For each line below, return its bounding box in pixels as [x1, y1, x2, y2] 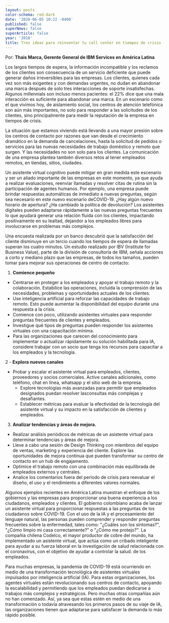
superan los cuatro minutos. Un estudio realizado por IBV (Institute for [5, 244, 151, 250]
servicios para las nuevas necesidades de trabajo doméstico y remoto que [5, 143, 160, 150]
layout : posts [5, 7, 35, 13]
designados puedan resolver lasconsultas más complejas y [20, 390, 143, 396]
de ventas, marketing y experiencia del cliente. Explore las [12, 447, 134, 453]
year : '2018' [5, 36, 33, 41]
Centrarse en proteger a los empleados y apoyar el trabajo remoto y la [12, 279, 159, 285]
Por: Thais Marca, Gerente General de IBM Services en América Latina [5, 54, 155, 60]
